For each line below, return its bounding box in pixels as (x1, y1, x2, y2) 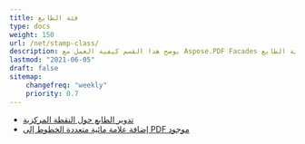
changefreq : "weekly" (25, 81, 107, 90)
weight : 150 (9, 30, 54, 39)
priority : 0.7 (25, 89, 79, 98)
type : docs (9, 22, 51, 31)
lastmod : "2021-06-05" (9, 55, 95, 64)
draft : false (9, 64, 59, 73)
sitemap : (9, 72, 43, 82)
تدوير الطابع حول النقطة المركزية (22, 114, 134, 125)
